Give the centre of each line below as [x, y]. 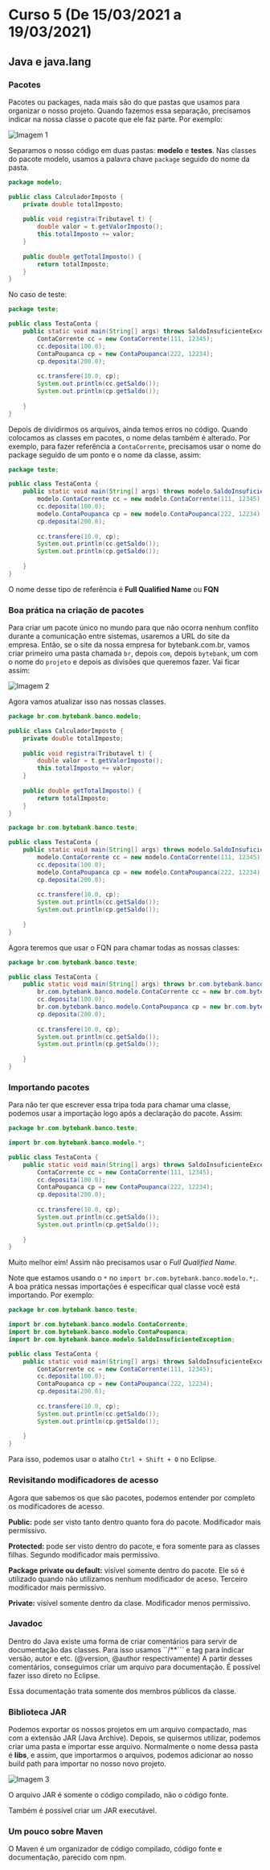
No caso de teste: [37, 295]
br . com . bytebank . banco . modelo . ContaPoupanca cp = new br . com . [143, 1007]
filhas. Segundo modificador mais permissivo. [84, 1554]
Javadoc [25, 1624]
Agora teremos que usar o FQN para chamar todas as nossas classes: [124, 947]
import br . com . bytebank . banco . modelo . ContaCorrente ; [98, 1325]
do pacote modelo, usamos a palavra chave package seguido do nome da [129, 159]
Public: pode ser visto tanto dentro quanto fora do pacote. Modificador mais [135, 1522]
